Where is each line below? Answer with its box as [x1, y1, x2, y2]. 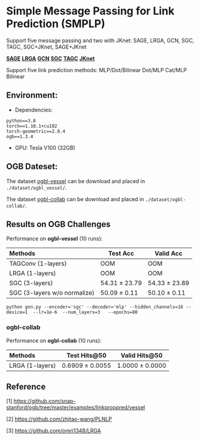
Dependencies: [14, 106, 53, 113]
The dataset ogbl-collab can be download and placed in [6, 195, 144, 202]
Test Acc [108, 249, 135, 258]
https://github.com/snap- [13, 397, 76, 405]
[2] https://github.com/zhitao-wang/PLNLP [6, 415, 112, 423]
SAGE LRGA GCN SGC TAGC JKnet [6, 55, 95, 62]
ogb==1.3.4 [6, 133, 34, 139]
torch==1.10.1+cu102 [6, 123, 58, 129]
